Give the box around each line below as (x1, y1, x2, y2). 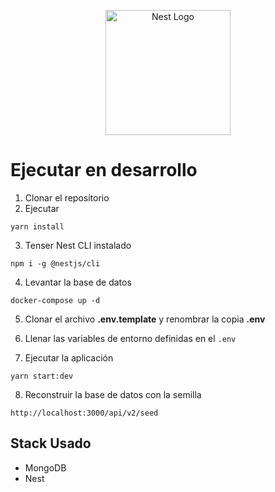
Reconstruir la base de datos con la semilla (24, 388, 202, 400)
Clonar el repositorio (24, 191, 110, 204)
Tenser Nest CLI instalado (24, 239, 132, 251)
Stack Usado (10, 435, 92, 452)
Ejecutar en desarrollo (10, 159, 198, 182)
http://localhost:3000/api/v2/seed (10, 408, 159, 418)
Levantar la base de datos (24, 276, 132, 288)
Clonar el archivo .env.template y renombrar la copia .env (24, 313, 266, 325)
